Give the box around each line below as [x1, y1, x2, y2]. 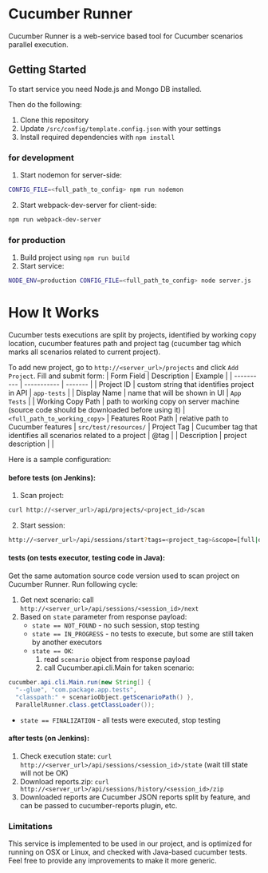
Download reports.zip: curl [19, 776, 109, 786]
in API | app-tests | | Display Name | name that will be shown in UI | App [8, 388, 242, 397]
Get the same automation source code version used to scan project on [8, 571, 240, 580]
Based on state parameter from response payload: [19, 612, 187, 622]
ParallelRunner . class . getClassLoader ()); [15, 700, 156, 708]
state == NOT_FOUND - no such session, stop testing [31, 620, 200, 630]
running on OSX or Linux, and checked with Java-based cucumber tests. [8, 847, 247, 857]
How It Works [8, 304, 100, 322]
